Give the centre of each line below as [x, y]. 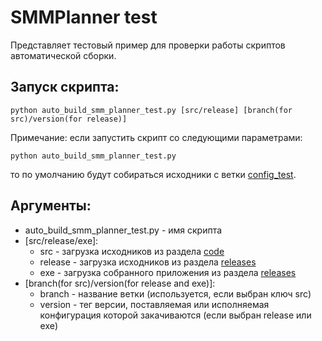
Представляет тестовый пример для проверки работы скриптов [148, 45]
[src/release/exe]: [61, 240]
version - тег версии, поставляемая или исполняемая [154, 304]
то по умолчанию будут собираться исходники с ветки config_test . [153, 174]
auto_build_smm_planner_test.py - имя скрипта [123, 230]
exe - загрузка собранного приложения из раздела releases [168, 272]
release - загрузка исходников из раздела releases [148, 262]
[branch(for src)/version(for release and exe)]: [120, 283]
